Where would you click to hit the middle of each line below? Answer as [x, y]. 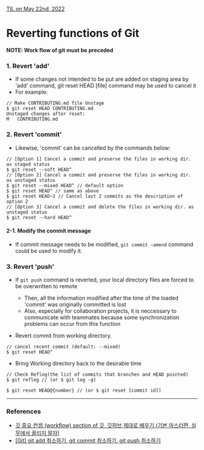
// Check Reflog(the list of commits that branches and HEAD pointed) [97, 375]
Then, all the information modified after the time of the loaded [101, 298]
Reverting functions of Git [73, 33]
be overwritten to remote [46, 286]
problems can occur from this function [72, 324]
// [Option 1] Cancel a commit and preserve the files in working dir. [99, 159]
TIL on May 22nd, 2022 [36, 9]
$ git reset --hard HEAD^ [39, 217]
